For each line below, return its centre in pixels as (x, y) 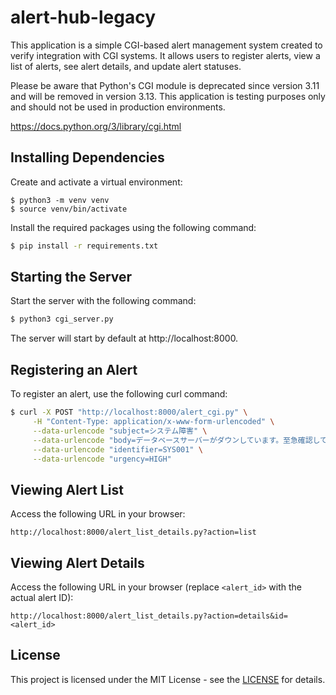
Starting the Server (71, 277)
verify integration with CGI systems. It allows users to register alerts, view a (165, 55)
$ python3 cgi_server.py (62, 319)
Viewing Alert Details (77, 562)
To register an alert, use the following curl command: (119, 394)
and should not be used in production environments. (118, 107)
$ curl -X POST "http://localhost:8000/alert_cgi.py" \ (129, 412)
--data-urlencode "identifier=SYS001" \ (117, 449)
